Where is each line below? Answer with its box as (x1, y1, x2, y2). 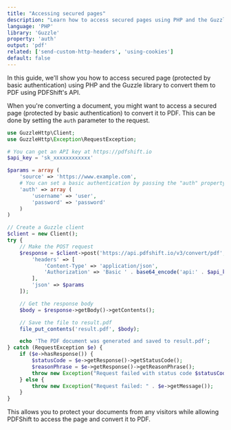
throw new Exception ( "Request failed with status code (32, 370, 192, 376)
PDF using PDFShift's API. (7, 88, 81, 96)
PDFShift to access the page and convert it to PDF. (7, 415, 151, 423)
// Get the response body (19, 300, 94, 307)
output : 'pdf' (7, 42, 48, 49)
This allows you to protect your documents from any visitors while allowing (7, 408, 219, 416)
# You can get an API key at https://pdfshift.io (7, 148, 153, 155)
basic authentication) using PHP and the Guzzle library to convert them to (7, 80, 216, 89)
